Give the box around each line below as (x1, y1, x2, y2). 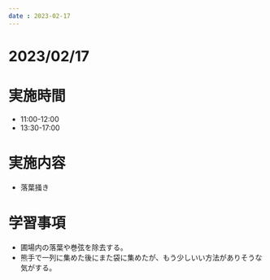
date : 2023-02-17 (8, 11, 71, 20)
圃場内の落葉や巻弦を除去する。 (20, 242, 128, 252)
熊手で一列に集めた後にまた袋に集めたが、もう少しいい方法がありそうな (20, 252, 263, 262)
